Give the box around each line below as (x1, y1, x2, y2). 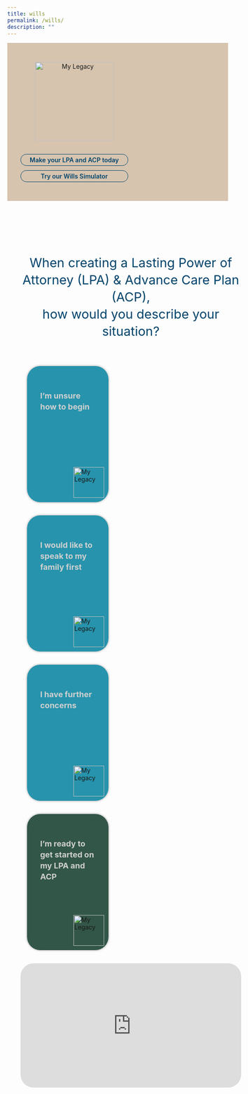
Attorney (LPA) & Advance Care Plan (22, 271, 240, 288)
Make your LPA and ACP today (29, 156, 119, 164)
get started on (40, 849, 95, 860)
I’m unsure (40, 391, 81, 401)
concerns (40, 701, 77, 710)
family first (40, 562, 82, 573)
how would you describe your (42, 306, 219, 322)
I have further (40, 689, 92, 700)
